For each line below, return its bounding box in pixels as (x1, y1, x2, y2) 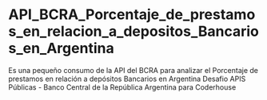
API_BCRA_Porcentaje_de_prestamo (8, 6, 256, 24)
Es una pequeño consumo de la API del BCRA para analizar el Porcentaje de (8, 65, 258, 75)
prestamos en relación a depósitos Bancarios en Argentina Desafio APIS (8, 74, 246, 83)
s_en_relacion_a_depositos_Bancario (8, 22, 260, 40)
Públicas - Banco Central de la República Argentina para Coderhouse (8, 82, 237, 92)
